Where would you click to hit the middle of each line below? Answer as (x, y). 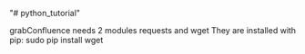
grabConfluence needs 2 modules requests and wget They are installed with (153, 30)
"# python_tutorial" (45, 13)
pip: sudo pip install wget (56, 40)
